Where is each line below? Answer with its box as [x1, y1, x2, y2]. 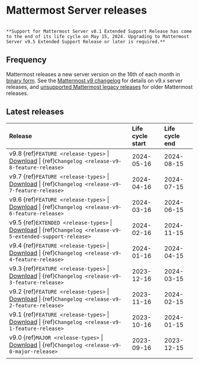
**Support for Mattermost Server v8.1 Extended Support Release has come [6, 28, 192, 34]
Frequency [6, 55, 47, 65]
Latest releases [6, 107, 64, 117]
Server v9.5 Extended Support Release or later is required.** [6, 39, 166, 45]
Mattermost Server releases [6, 4, 147, 17]
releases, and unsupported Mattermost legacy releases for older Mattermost [6, 83, 193, 90]
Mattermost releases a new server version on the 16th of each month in [6, 71, 181, 78]
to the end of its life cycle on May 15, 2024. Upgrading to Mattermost [6, 33, 190, 39]
